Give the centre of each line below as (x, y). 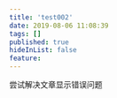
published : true (39, 42)
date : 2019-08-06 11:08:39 (59, 26)
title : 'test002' (41, 17)
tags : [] (25, 34)
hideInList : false (43, 50)
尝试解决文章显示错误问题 (56, 84)
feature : (25, 58)
